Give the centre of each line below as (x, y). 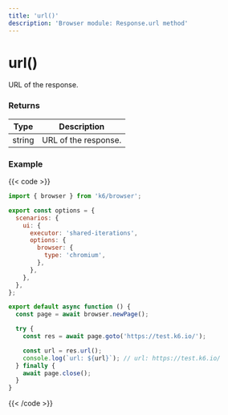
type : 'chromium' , (75, 256)
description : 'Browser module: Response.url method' (98, 23)
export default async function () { (69, 307)
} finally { (36, 365)
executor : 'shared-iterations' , (83, 233)
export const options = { (51, 210)
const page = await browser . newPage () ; (82, 314)
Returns (24, 106)
